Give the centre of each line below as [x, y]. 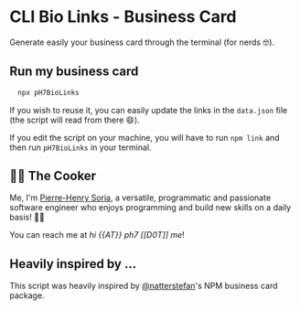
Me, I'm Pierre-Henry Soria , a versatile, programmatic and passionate [140, 198]
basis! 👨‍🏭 [27, 218]
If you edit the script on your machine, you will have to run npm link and [145, 137]
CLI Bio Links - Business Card [123, 17]
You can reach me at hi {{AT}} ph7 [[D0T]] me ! [97, 235]
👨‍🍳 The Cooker [53, 176]
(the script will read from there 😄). [75, 120]
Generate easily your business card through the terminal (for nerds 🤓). [142, 42]
